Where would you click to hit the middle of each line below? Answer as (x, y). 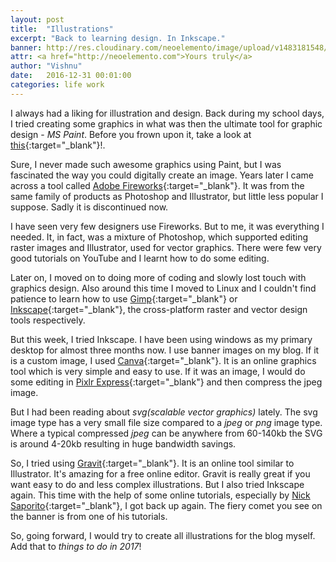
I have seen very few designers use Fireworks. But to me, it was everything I (167, 226)
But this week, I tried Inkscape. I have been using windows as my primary (161, 339)
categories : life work (57, 85)
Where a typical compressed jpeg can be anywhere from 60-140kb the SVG (166, 433)
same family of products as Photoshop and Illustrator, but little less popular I (167, 196)
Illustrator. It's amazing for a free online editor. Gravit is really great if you (160, 473)
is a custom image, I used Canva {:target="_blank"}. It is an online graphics (163, 360)
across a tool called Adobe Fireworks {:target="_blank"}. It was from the (157, 185)
